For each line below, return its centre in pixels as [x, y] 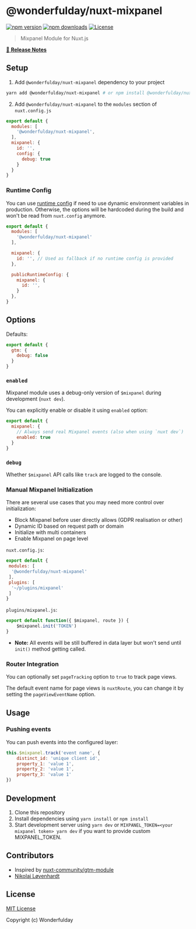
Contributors [30, 856]
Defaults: [17, 334]
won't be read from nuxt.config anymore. [56, 215]
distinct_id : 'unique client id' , [58, 758]
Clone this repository [40, 812]
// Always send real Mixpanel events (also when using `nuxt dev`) [100, 432]
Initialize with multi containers [50, 532]
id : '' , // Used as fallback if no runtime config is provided [95, 259]
